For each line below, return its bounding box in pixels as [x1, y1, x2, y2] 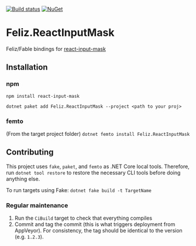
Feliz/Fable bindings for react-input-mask [6, 45, 106, 52]
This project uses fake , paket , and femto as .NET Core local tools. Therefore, [6, 163, 190, 170]
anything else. [6, 175, 40, 182]
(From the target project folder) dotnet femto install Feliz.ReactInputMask [6, 130, 190, 137]
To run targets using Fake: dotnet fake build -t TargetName [6, 186, 152, 193]
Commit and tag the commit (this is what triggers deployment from [14, 221, 176, 228]
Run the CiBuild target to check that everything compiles [14, 214, 153, 222]
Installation [6, 62, 48, 73]
